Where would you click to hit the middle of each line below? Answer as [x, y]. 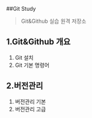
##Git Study [21, 9]
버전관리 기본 [30, 101]
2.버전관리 [25, 86]
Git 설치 [24, 57]
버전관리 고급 [30, 109]
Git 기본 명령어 [32, 65]
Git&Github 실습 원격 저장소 [54, 21]
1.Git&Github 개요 [38, 42]
